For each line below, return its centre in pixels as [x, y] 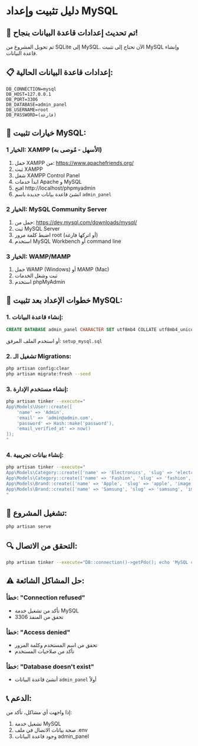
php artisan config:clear [38, 368]
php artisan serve [29, 527]
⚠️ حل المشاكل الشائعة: [45, 581]
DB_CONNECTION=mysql [32, 89]
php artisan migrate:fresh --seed [49, 374]
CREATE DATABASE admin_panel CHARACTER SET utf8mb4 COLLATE [82, 329]
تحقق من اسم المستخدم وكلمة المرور [56, 645]
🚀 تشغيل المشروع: [37, 513]
